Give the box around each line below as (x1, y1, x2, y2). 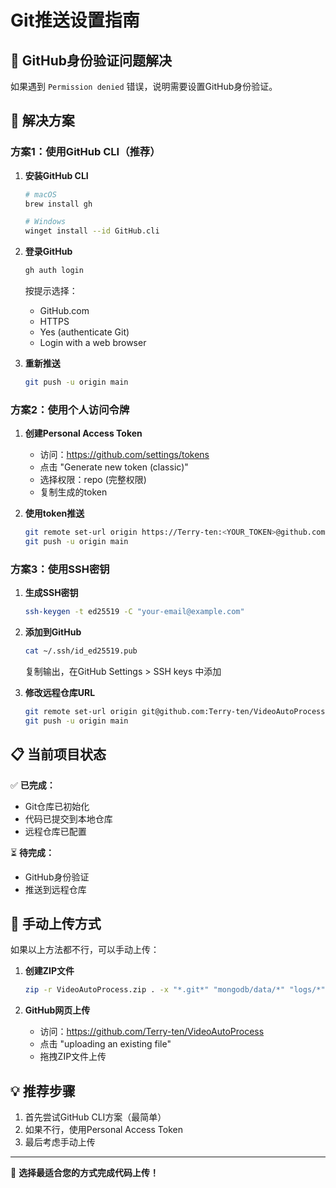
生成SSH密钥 (24, 587, 79, 599)
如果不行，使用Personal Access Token (24, 1124, 184, 1136)
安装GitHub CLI (24, 169, 89, 181)
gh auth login (24, 266, 84, 276)
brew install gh (24, 199, 93, 209)
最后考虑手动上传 (24, 1136, 96, 1148)
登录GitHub (24, 246, 73, 258)
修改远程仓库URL (24, 687, 96, 699)
